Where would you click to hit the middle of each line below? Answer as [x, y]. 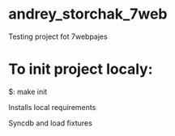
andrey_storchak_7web [88, 14]
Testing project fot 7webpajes [58, 36]
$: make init [28, 91]
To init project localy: [81, 69]
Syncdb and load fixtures [51, 123]
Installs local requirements [52, 107]
